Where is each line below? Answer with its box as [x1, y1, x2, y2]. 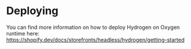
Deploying [6, 4, 59, 18]
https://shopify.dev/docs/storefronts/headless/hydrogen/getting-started [6, 36, 185, 43]
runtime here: [6, 30, 40, 37]
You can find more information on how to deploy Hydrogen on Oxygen [6, 24, 180, 31]
